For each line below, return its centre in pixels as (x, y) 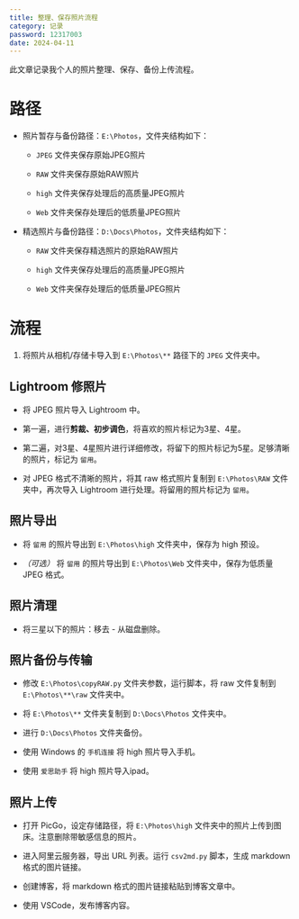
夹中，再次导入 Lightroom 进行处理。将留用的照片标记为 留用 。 (138, 489)
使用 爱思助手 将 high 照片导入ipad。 (88, 771)
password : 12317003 (46, 34)
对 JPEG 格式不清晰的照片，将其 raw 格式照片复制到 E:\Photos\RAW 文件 (155, 478)
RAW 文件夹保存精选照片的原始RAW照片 (107, 251)
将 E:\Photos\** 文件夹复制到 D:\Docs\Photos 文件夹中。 (127, 714)
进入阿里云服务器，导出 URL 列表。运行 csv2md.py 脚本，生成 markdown (156, 856)
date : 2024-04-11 (42, 43)
